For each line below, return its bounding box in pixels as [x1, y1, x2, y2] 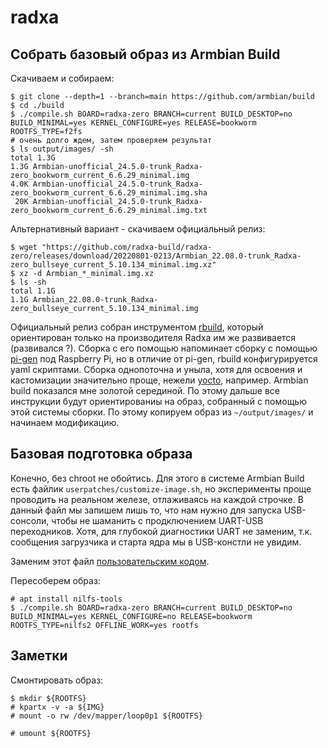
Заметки [10, 647, 68, 665]
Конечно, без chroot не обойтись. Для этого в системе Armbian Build [10, 472, 305, 484]
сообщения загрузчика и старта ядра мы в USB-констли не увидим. [10, 536, 302, 548]
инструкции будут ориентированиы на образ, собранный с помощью [10, 396, 307, 407]
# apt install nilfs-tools [10, 594, 123, 604]
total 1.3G [10, 153, 56, 163]
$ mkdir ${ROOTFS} [10, 693, 87, 703]
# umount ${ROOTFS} [10, 728, 92, 738]
